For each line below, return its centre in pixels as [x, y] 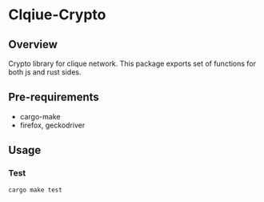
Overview [33, 44]
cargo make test [35, 190]
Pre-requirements [54, 97]
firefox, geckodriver [52, 125]
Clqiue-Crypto [57, 15]
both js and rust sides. [45, 72]
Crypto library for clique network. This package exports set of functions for [132, 63]
